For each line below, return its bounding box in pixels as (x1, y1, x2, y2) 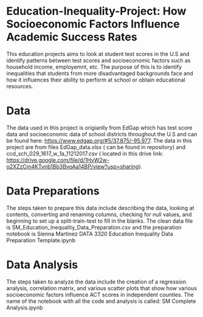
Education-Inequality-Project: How (6, 4, 187, 18)
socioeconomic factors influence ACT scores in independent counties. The (6, 291, 194, 298)
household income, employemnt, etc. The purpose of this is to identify (6, 63, 182, 71)
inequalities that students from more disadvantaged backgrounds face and (6, 69, 193, 77)
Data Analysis (6, 258, 78, 271)
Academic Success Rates (6, 30, 138, 44)
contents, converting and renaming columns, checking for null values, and (6, 211, 192, 218)
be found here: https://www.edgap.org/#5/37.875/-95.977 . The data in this (6, 137, 193, 144)
